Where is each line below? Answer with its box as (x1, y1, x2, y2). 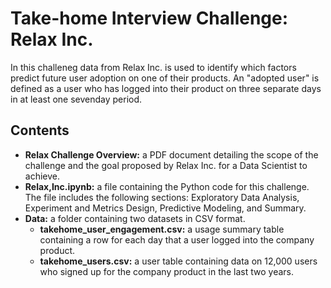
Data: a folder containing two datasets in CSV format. (24, 212, 246, 224)
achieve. (24, 170, 61, 182)
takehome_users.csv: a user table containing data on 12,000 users (39, 255, 318, 267)
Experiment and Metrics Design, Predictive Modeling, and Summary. (24, 202, 307, 214)
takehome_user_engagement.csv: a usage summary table (39, 223, 285, 235)
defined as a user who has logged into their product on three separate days (10, 82, 322, 94)
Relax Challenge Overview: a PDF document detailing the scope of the (24, 148, 319, 161)
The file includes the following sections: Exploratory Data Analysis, (24, 191, 300, 203)
